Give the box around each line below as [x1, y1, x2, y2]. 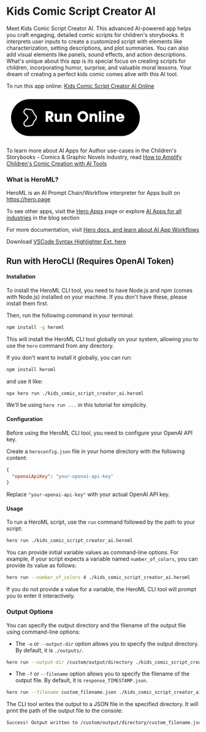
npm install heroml [6, 366, 56, 372]
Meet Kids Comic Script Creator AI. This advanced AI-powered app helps [6, 25, 191, 32]
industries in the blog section [6, 214, 80, 222]
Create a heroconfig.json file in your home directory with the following [6, 447, 185, 455]
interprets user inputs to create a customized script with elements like [6, 37, 183, 45]
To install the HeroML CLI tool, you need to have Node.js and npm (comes [6, 286, 193, 294]
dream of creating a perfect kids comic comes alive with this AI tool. [6, 70, 178, 77]
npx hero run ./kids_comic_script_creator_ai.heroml [6, 390, 144, 396]
